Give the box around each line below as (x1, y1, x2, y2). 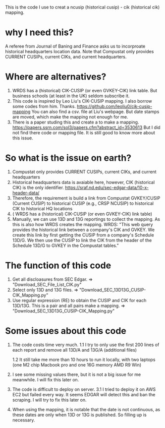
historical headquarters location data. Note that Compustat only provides (5, 48, 154, 54)
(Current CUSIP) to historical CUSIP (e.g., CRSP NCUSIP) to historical (12, 200, 154, 206)
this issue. (12, 135, 34, 141)
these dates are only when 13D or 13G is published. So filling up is (12, 412, 147, 418)
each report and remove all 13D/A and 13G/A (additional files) (12, 347, 137, 353)
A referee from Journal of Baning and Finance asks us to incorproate (5, 43, 146, 49)
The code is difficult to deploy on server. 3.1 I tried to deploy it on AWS (12, 386, 156, 392)
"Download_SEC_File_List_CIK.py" (12, 281, 82, 287)
